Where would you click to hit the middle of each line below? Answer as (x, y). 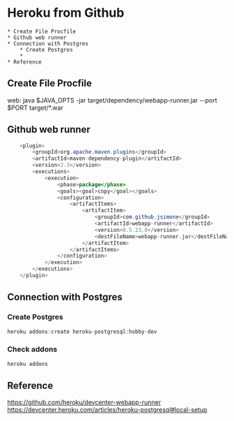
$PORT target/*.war (36, 108)
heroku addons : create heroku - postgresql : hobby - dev (82, 332)
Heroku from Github (66, 13)
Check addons (32, 349)
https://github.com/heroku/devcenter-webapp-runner (84, 402)
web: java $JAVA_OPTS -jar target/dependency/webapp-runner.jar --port (112, 100)
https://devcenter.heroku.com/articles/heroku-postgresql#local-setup (107, 410)
